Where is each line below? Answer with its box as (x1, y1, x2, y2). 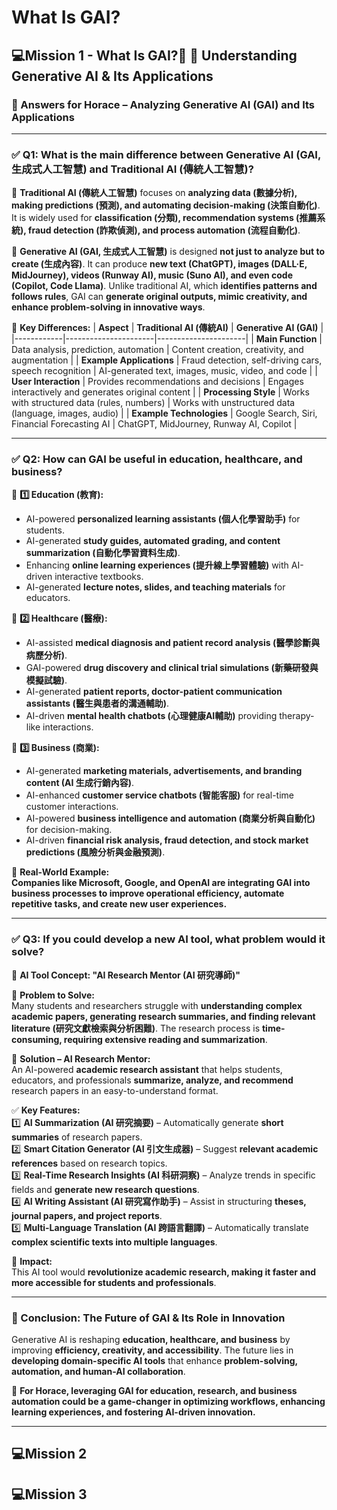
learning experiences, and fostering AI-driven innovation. (11, 1406, 256, 1418)
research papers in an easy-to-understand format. (11, 1084, 219, 1096)
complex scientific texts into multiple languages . (11, 1236, 218, 1248)
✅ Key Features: (11, 1104, 81, 1116)
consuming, (11, 1033, 63, 1045)
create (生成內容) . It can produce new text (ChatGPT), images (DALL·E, (11, 258, 308, 270)
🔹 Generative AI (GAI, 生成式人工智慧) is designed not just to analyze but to (11, 246, 326, 258)
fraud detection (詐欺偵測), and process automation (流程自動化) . (27, 224, 301, 236)
